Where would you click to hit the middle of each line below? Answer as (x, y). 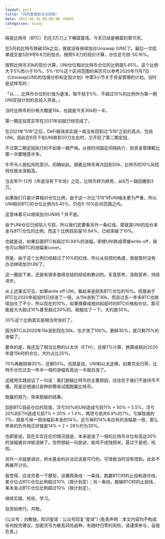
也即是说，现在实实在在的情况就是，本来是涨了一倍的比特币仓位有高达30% (81, 436)
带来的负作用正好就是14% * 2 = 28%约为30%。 (54, 426)
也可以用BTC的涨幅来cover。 (34, 248)
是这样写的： (18, 84)
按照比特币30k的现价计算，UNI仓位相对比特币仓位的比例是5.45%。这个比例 (82, 65)
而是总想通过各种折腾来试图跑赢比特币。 (55, 387)
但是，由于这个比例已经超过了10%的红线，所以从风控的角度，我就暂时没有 (81, 258)
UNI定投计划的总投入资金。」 (34, 100)
